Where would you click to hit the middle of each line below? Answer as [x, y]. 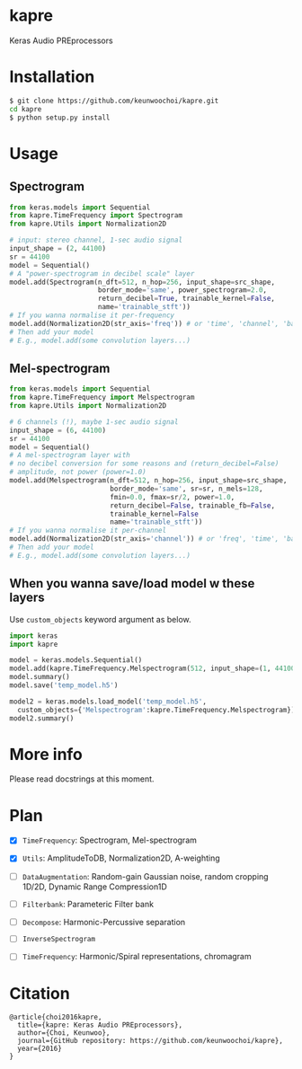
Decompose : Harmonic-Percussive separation [104, 922]
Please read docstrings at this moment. [82, 779]
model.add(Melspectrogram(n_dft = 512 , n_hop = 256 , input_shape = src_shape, [148, 481]
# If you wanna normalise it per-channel [88, 531]
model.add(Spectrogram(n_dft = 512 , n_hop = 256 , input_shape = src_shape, [142, 282]
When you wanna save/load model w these [132, 583]
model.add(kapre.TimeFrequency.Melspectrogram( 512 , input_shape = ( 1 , [140, 669]
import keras [34, 636]
